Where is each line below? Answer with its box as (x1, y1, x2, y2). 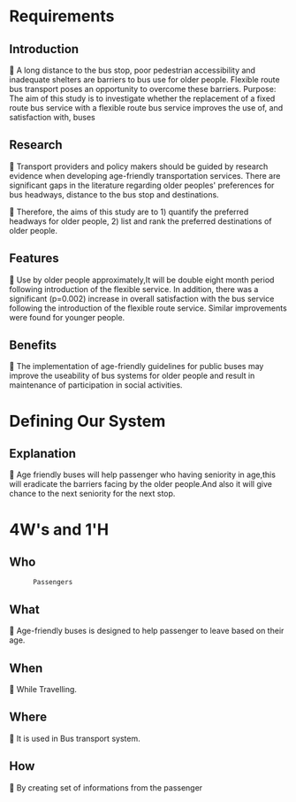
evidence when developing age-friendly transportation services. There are (9, 170, 281, 181)
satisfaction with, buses (9, 112, 95, 122)
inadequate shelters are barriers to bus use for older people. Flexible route (9, 74, 280, 85)
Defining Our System (9, 411, 166, 431)
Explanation (9, 446, 77, 461)
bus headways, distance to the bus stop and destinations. (9, 189, 219, 200)
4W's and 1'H (9, 520, 110, 539)
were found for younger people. (9, 312, 125, 322)
